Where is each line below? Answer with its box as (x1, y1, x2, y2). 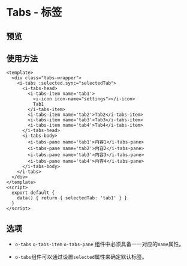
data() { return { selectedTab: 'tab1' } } (17, 195, 128, 201)
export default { (11, 190, 55, 196)
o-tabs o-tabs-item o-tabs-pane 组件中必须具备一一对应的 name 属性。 (14, 241, 185, 248)
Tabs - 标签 (6, 5, 62, 19)
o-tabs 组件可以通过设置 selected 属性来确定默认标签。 (14, 253, 148, 261)
